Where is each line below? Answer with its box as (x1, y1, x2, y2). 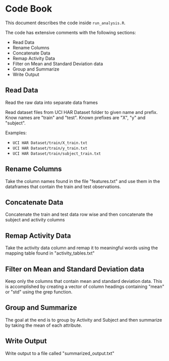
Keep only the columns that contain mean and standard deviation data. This (5, 278, 162, 284)
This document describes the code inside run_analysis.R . (5, 20, 126, 26)
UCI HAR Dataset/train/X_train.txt (12, 140, 88, 145)
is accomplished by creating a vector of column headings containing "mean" (5, 283, 164, 289)
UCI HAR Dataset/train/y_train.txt (12, 146, 88, 151)
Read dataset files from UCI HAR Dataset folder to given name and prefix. (5, 109, 158, 115)
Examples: (5, 130, 27, 136)
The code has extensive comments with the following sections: (5, 29, 136, 35)
